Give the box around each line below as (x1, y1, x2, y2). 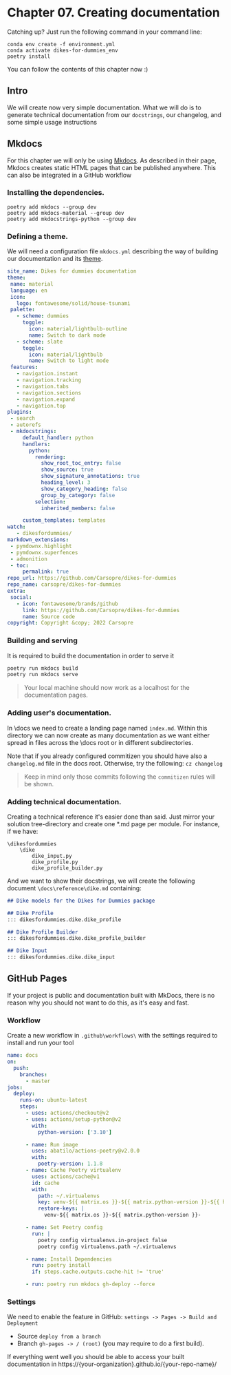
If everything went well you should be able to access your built (7, 1353, 184, 1361)
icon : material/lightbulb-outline (28, 326, 128, 333)
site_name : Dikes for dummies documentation (7, 268, 137, 275)
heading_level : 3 (41, 479, 91, 486)
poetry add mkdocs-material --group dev (7, 209, 125, 216)
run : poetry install (32, 1262, 91, 1269)
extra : (7, 587, 26, 595)
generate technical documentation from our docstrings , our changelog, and (7, 110, 222, 118)
